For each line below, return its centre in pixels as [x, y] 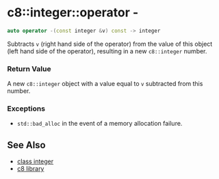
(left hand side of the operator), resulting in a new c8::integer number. [107, 51]
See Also [26, 145]
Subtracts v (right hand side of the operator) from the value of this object [110, 44]
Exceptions [26, 109]
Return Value [29, 68]
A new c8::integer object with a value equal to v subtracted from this [105, 84]
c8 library [30, 169]
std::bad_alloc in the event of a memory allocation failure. [100, 124]
